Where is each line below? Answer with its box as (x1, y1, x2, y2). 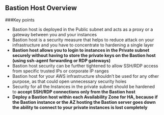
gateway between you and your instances (12, 31, 97, 37)
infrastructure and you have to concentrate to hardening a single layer (12, 42, 154, 48)
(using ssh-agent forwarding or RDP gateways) (12, 57, 110, 63)
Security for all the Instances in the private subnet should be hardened (12, 83, 155, 90)
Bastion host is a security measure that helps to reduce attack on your (12, 37, 154, 43)
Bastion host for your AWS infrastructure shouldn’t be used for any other (12, 73, 159, 79)
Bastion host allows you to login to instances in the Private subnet (12, 47, 150, 53)
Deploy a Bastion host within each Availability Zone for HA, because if (12, 94, 158, 100)
